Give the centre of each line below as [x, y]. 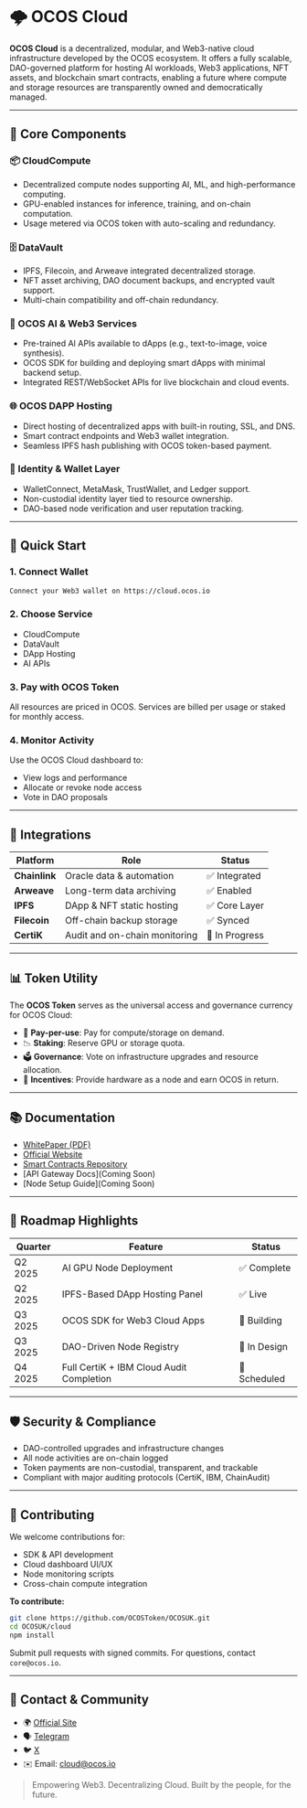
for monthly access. [47, 716]
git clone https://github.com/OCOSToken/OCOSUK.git [110, 1619]
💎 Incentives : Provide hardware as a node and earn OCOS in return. [151, 1079]
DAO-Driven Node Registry [121, 1346]
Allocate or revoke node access [82, 787]
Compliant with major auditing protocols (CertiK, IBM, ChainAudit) [146, 1478]
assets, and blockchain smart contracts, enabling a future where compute [148, 77]
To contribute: [37, 1601]
